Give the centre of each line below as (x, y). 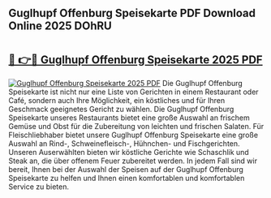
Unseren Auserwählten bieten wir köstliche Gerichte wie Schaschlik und (129, 152)
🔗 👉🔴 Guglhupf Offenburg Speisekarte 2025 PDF (135, 60)
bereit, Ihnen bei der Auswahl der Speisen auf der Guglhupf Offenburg (126, 169)
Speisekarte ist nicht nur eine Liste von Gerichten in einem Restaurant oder (133, 92)
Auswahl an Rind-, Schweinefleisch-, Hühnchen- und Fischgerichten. (125, 144)
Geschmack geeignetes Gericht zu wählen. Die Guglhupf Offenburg (121, 109)
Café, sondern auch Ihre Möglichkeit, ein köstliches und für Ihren (117, 100)
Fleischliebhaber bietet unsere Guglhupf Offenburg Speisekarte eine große (133, 135)
